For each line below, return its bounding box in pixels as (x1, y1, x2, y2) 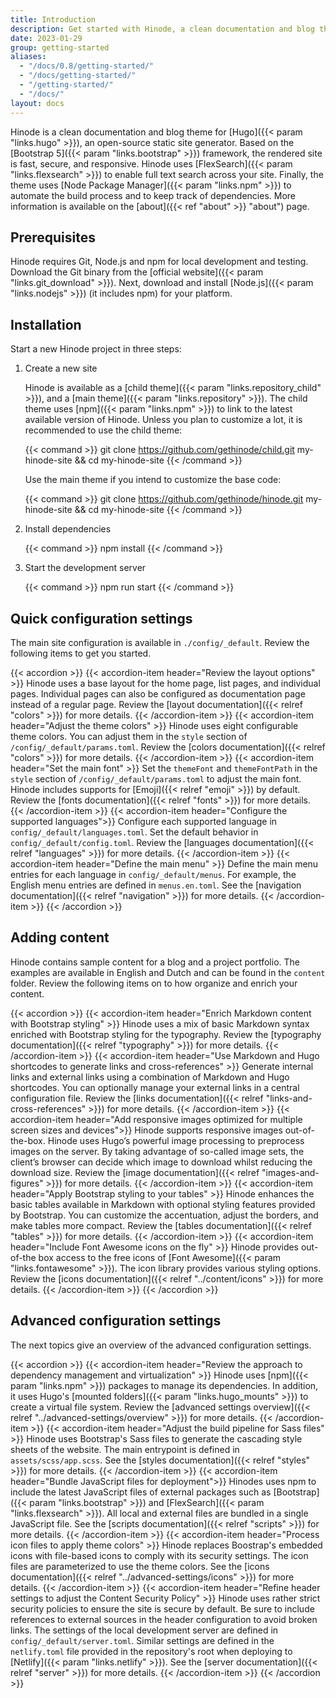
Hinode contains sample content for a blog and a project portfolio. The (10, 956, 300, 968)
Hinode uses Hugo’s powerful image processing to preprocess (47, 1134, 305, 1146)
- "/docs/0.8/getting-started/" (19, 61, 155, 71)
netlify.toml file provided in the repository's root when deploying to (10, 1645, 293, 1657)
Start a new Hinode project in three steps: (10, 343, 182, 355)
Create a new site (24, 362, 98, 375)
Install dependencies (24, 523, 112, 535)
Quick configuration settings (10, 610, 193, 627)
